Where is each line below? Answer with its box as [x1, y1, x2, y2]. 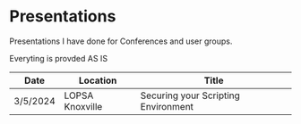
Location [79, 74, 117, 87]
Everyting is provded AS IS [9, 53, 108, 63]
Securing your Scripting [140, 89, 240, 102]
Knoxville [64, 100, 103, 112]
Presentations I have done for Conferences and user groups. [9, 36, 233, 46]
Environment [140, 100, 194, 112]
